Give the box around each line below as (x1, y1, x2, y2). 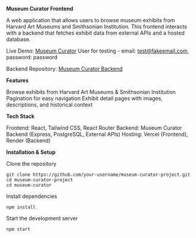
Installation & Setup (6, 149, 55, 155)
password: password (6, 54, 58, 60)
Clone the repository (6, 160, 57, 167)
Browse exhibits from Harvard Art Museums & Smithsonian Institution (6, 89, 176, 95)
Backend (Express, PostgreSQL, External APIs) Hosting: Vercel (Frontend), (6, 131, 189, 138)
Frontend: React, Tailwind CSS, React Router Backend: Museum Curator (6, 124, 182, 131)
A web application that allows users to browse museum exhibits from (6, 17, 175, 23)
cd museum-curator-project (6, 177, 73, 183)
